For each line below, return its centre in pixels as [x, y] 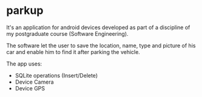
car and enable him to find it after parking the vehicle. [73, 52]
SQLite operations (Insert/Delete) [56, 75]
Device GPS [30, 88]
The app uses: [24, 64]
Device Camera [34, 82]
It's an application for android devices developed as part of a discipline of [98, 27]
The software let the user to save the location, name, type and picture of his [101, 45]
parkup [25, 11]
